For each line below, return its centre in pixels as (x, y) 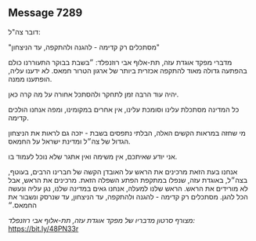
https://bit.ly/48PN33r (43, 228)
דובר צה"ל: (24, 31)
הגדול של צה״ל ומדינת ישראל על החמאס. (69, 141)
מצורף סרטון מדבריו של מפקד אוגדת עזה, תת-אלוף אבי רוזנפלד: (102, 220)
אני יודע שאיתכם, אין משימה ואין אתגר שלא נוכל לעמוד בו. (93, 156)
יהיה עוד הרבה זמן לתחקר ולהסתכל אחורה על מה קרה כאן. (94, 94)
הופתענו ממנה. (30, 79)
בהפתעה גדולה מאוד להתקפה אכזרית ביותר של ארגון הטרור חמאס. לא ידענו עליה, (128, 71)
